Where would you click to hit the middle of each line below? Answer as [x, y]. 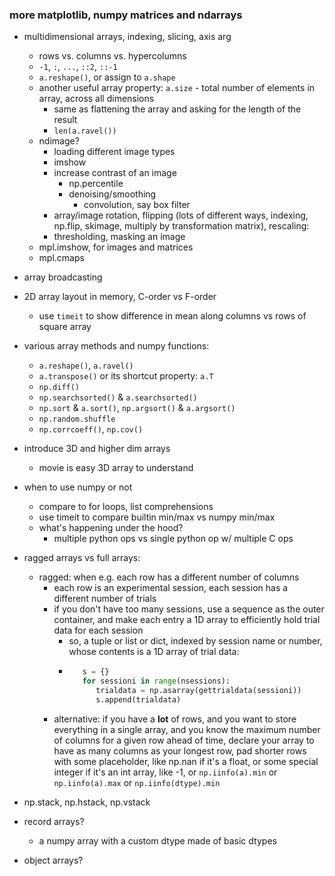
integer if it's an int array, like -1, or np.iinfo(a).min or [165, 772]
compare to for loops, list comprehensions [126, 507]
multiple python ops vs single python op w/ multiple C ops [173, 539]
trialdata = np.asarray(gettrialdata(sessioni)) [198, 691]
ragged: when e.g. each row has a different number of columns [169, 577]
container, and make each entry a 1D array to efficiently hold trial [187, 620]
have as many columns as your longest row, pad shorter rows [180, 750]
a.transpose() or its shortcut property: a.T [126, 376]
